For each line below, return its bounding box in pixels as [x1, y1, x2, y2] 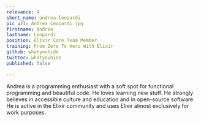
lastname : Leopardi [6, 32, 56, 38]
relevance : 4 [6, 9, 40, 15]
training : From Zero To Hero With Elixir [6, 44, 114, 50]
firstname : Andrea [6, 26, 53, 32]
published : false [6, 60, 51, 66]
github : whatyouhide [6, 49, 59, 55]
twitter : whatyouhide [6, 55, 62, 61]
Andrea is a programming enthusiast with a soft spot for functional [6, 82, 174, 90]
